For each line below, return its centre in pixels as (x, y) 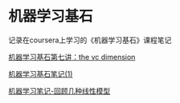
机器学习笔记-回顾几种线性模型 (59, 91)
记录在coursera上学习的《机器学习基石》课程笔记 (90, 40)
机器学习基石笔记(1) (41, 73)
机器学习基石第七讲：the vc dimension (72, 57)
